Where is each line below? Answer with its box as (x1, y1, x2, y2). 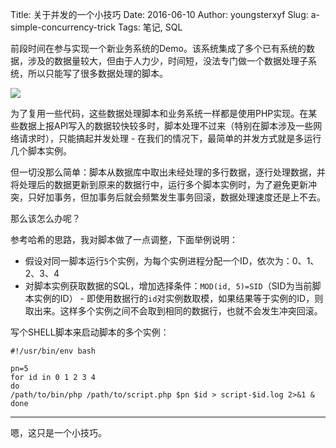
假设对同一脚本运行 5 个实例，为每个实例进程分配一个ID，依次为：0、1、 (24, 255, 320, 267)
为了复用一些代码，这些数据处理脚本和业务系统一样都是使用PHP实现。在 (10, 108, 309, 119)
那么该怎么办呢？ (10, 213, 81, 224)
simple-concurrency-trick (10, 21, 117, 33)
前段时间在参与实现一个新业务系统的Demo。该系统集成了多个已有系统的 (10, 43, 307, 54)
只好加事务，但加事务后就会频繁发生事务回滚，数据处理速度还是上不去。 (27, 191, 326, 203)
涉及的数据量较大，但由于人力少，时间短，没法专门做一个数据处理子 (27, 55, 308, 67)
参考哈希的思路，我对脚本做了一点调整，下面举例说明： (10, 234, 238, 245)
